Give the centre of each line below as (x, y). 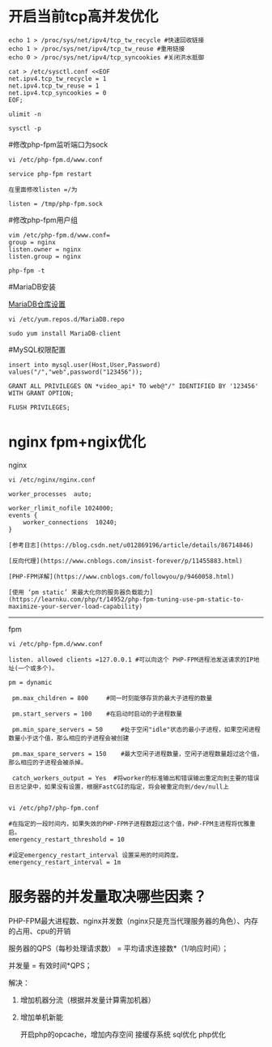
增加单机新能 (41, 1017)
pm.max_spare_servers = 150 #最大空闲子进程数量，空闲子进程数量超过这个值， (137, 754)
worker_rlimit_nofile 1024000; (61, 508)
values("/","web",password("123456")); (76, 372)
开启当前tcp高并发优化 (84, 17)
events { (23, 515)
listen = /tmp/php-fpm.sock (56, 203)
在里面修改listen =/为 (43, 190)
